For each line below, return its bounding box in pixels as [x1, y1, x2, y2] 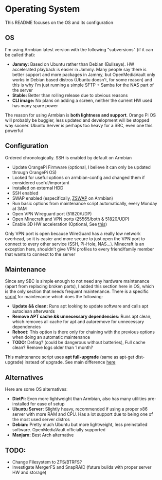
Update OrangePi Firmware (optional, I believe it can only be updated [12, 164, 151, 170]
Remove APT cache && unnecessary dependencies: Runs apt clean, [12, 313, 152, 320]
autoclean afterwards [12, 308, 55, 314]
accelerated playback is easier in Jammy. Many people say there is [12, 66, 147, 72]
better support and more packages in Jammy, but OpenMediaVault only [12, 72, 156, 77]
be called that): [5, 52, 36, 58]
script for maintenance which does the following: [5, 294, 103, 300]
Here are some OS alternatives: [5, 386, 68, 392]
